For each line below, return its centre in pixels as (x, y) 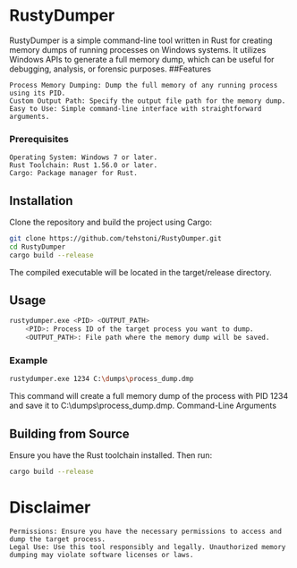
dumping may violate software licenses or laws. (102, 555)
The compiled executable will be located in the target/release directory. (140, 272)
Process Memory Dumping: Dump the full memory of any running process (144, 85)
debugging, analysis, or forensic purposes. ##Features (110, 69)
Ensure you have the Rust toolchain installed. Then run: (111, 455)
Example (29, 360)
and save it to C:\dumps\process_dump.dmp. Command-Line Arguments (143, 406)
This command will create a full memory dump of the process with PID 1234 (149, 396)
